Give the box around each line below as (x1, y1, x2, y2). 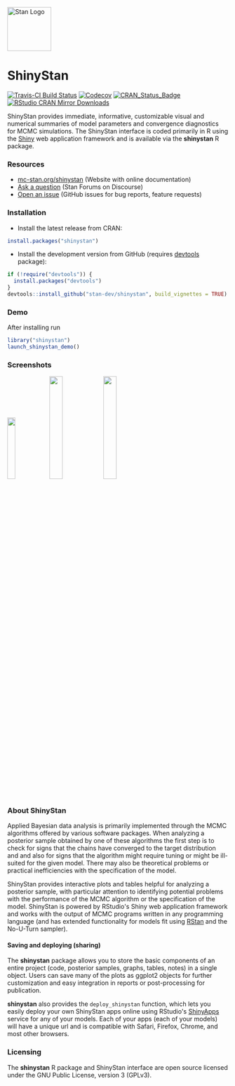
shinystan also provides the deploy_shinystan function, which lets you (7, 1000, 211, 1008)
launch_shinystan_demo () (7, 344, 80, 351)
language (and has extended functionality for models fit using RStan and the (7, 917, 228, 926)
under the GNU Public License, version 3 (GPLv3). (7, 1071, 152, 1079)
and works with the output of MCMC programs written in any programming (7, 910, 223, 918)
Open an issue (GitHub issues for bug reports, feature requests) (17, 190, 202, 199)
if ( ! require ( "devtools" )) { (7, 271, 93, 278)
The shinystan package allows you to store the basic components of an (7, 956, 215, 965)
